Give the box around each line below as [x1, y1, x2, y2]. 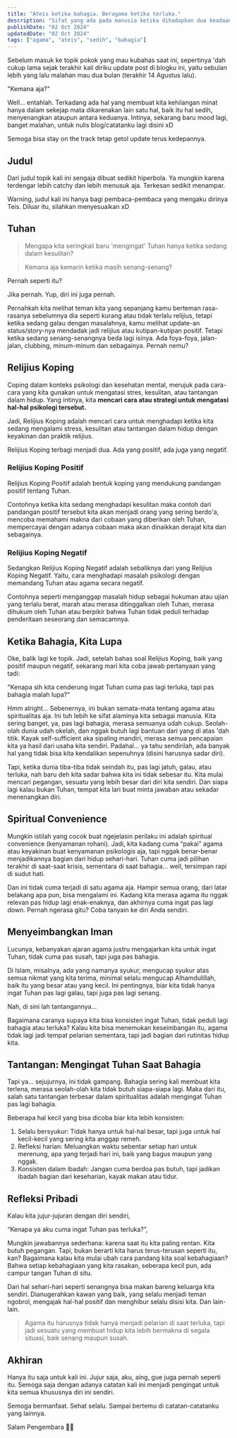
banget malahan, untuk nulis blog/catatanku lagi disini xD [7, 121, 174, 129]
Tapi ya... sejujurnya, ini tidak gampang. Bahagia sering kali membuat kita [7, 1077, 221, 1086]
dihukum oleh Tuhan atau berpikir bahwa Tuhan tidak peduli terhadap [7, 608, 209, 616]
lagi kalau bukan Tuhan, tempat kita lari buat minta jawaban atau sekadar [7, 785, 219, 793]
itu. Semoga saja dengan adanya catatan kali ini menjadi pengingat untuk [7, 1381, 220, 1389]
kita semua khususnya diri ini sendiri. [7, 1388, 115, 1396]
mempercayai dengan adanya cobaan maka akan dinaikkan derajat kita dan [7, 522, 226, 531]
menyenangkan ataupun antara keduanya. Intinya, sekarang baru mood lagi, [7, 114, 228, 122]
